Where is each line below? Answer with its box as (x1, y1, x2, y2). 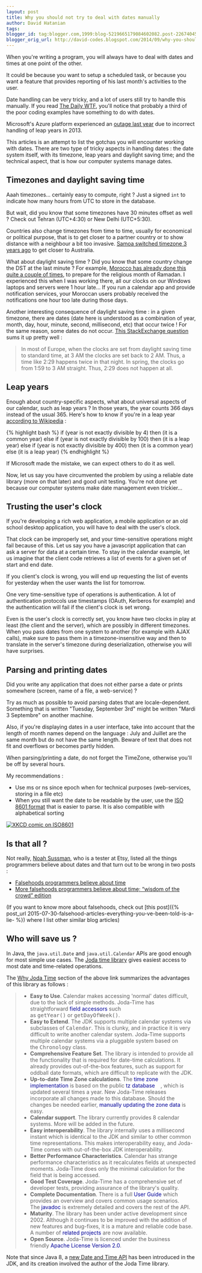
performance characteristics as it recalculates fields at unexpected (29, 1159, 196, 1166)
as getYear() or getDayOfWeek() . (29, 1011, 120, 1018)
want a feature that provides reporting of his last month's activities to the (6, 78, 186, 85)
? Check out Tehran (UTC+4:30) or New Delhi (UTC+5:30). (6, 215, 152, 223)
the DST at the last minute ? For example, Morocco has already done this (6, 264, 186, 272)
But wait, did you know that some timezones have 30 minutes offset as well (6, 209, 193, 216)
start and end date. (6, 561, 54, 568)
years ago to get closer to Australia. (6, 246, 95, 254)
